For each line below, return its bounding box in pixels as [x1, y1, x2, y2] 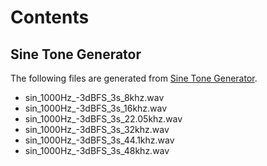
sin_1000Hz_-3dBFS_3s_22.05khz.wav [24, 113, 183, 125]
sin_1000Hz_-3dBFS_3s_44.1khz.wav [24, 134, 175, 146]
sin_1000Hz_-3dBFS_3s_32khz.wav [24, 124, 170, 135]
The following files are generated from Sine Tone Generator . [10, 72, 258, 84]
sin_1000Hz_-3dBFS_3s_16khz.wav [24, 102, 168, 114]
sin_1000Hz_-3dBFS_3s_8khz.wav [24, 92, 165, 103]
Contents [10, 6, 90, 29]
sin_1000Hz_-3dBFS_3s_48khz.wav [24, 145, 170, 156]
